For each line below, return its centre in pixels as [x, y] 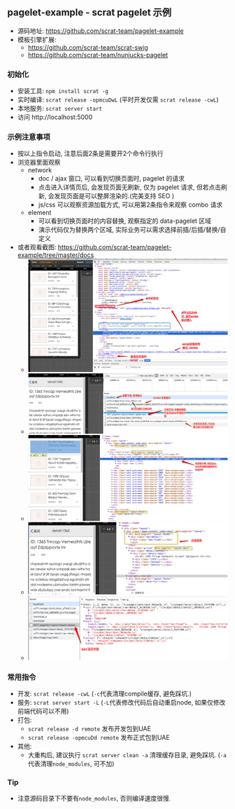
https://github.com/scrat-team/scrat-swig [88, 47]
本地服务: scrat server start [60, 109]
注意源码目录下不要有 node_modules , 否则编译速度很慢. [94, 798]
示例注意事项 [29, 137]
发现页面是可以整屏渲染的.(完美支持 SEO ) [114, 196]
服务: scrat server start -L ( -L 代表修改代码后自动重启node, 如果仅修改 [121, 703]
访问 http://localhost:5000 [55, 117]
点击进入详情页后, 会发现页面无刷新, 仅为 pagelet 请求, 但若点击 [130, 187]
